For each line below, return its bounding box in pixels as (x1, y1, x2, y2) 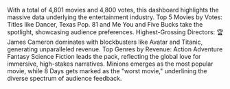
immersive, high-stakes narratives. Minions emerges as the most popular (7, 60, 214, 68)
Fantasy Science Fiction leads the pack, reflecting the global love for (7, 53, 201, 60)
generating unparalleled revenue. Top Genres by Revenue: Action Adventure (7, 45, 223, 53)
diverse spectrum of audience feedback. (7, 75, 122, 82)
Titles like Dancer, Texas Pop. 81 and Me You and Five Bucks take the (7, 21, 203, 28)
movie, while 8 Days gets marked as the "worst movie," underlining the (7, 67, 207, 75)
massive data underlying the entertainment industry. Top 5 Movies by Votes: (7, 13, 223, 21)
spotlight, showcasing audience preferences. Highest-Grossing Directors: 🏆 (7, 28, 224, 36)
